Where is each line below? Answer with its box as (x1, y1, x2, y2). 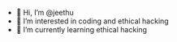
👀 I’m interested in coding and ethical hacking (15, 16, 169, 26)
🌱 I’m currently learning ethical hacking (15, 25, 148, 34)
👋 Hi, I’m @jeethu (15, 8, 75, 17)
